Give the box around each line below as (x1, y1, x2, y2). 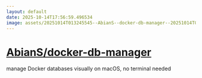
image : (6, 20, 23, 26)
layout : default (6, 8, 47, 15)
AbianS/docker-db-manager (6, 45, 151, 59)
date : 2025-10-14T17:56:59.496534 (6, 14, 93, 20)
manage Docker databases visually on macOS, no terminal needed (6, 65, 171, 72)
